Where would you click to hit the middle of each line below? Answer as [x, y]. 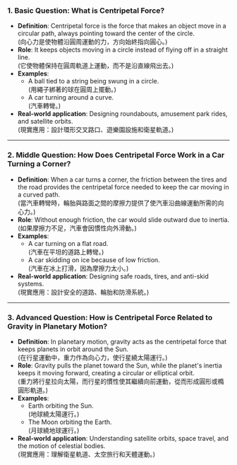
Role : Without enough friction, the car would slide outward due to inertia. [123, 219]
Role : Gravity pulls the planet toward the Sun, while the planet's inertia [120, 365]
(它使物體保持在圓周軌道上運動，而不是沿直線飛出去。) [96, 66]
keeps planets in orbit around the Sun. [73, 349]
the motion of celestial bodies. [61, 446]
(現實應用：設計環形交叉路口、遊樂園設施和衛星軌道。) [96, 130]
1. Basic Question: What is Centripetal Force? [86, 11]
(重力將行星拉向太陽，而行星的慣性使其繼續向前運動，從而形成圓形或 [117, 381]
